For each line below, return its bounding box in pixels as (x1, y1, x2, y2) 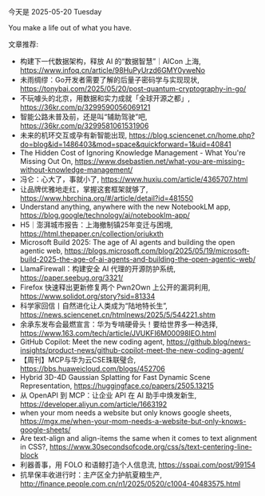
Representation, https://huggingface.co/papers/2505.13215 (19, 381, 214, 390)
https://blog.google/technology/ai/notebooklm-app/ (19, 210, 190, 220)
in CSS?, (19, 442, 48, 451)
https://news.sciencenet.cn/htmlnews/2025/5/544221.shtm (19, 310, 216, 319)
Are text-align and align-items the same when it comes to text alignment (19, 434, 258, 442)
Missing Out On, (19, 157, 73, 166)
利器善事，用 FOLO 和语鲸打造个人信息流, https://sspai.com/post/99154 (19, 460, 256, 470)
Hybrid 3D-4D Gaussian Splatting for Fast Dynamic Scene (19, 373, 211, 382)
